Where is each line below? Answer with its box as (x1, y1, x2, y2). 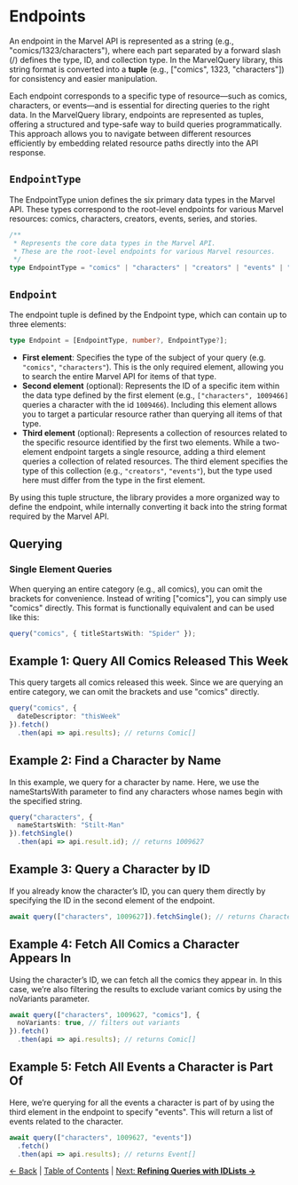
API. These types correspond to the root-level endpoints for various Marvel (9, 203, 284, 214)
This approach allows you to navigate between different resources (9, 128, 252, 139)
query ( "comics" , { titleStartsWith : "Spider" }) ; (9, 629, 197, 638)
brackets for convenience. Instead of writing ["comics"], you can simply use (9, 592, 287, 603)
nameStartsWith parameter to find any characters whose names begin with (9, 786, 284, 797)
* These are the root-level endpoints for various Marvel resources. (12, 247, 276, 256)
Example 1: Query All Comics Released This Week (9, 653, 289, 668)
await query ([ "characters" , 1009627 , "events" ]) (9, 1133, 192, 1142)
